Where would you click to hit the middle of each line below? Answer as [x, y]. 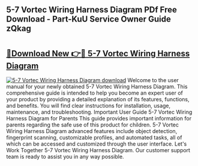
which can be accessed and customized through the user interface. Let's [97, 144]
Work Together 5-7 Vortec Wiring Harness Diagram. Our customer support [98, 150]
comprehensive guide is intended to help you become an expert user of [94, 93]
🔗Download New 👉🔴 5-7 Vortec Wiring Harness [98, 53]
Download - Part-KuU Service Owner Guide [88, 19]
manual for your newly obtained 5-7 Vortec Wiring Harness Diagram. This [97, 87]
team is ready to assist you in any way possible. [65, 156]
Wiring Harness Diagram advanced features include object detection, [92, 131]
